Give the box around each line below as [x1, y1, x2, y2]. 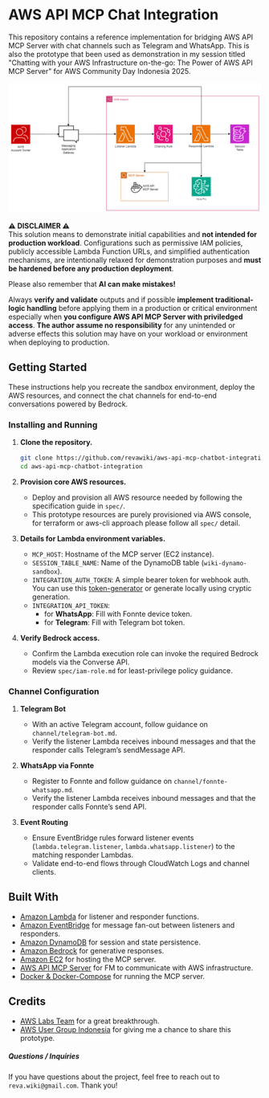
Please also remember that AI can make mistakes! [8, 279, 177, 288]
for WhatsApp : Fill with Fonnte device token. [43, 609, 193, 618]
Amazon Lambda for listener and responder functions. [19, 912, 199, 921]
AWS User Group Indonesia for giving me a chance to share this [19, 1024, 231, 1034]
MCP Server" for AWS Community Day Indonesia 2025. [8, 66, 191, 76]
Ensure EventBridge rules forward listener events [31, 833, 194, 843]
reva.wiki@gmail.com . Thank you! [8, 1080, 118, 1090]
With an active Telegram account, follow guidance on [31, 719, 209, 729]
